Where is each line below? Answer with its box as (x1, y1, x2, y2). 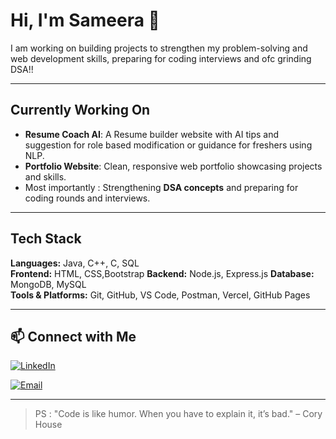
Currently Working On (10, 102, 151, 119)
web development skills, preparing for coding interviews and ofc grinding (10, 52, 312, 64)
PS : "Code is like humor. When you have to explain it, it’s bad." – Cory (34, 408, 323, 420)
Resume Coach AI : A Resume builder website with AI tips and (24, 128, 279, 140)
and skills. (24, 170, 67, 183)
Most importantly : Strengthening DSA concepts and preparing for (24, 181, 299, 193)
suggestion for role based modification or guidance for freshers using (24, 139, 313, 151)
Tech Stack (10, 230, 82, 248)
